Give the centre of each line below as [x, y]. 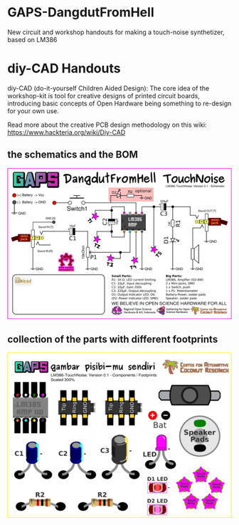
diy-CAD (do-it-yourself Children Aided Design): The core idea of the [108, 88]
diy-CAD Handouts [64, 69]
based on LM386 [32, 39]
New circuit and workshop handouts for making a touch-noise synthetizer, [116, 32]
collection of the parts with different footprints [113, 339]
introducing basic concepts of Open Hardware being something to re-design [119, 103]
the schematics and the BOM [73, 155]
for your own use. [33, 110]
